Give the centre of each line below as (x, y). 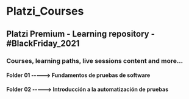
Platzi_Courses (45, 11)
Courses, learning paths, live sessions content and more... (95, 61)
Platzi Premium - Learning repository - (81, 34)
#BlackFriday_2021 (43, 43)
